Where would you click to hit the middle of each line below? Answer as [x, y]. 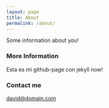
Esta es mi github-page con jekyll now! [55, 69]
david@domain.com [31, 98]
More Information [32, 56]
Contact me [24, 85]
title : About [23, 18]
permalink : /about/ [31, 23]
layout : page [23, 12]
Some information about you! [42, 41]
